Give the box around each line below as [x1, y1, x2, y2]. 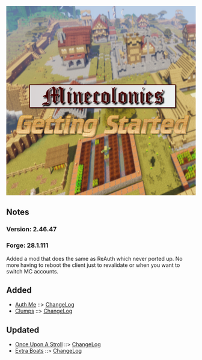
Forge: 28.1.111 [6, 241, 49, 249]
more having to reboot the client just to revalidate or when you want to [6, 261, 180, 269]
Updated [6, 325, 40, 335]
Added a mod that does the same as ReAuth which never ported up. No [6, 255, 183, 262]
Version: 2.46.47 [6, 225, 57, 234]
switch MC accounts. [6, 267, 59, 275]
